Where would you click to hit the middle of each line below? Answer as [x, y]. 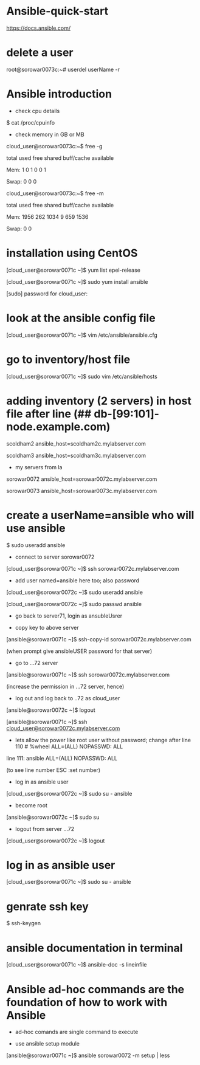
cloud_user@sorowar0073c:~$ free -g [54, 146]
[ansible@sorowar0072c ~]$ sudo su [53, 817]
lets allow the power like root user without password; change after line [103, 740]
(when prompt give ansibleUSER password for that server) [79, 651]
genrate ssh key [48, 906]
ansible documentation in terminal [95, 948]
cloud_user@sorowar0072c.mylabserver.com [63, 728]
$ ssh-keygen [24, 923]
